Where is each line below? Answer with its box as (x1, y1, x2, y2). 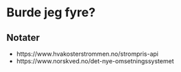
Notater (6, 32, 40, 43)
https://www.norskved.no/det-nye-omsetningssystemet (16, 57, 174, 65)
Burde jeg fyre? (6, 5, 96, 20)
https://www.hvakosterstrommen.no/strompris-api (16, 50, 159, 58)
